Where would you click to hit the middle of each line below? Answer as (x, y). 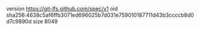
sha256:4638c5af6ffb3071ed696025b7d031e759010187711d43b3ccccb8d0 (100, 15)
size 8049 (45, 21)
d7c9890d (19, 21)
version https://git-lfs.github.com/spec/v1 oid (62, 9)
